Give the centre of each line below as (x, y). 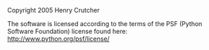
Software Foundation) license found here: (68, 31)
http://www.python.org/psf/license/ (59, 39)
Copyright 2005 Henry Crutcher (53, 10)
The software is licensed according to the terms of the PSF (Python (105, 24)
